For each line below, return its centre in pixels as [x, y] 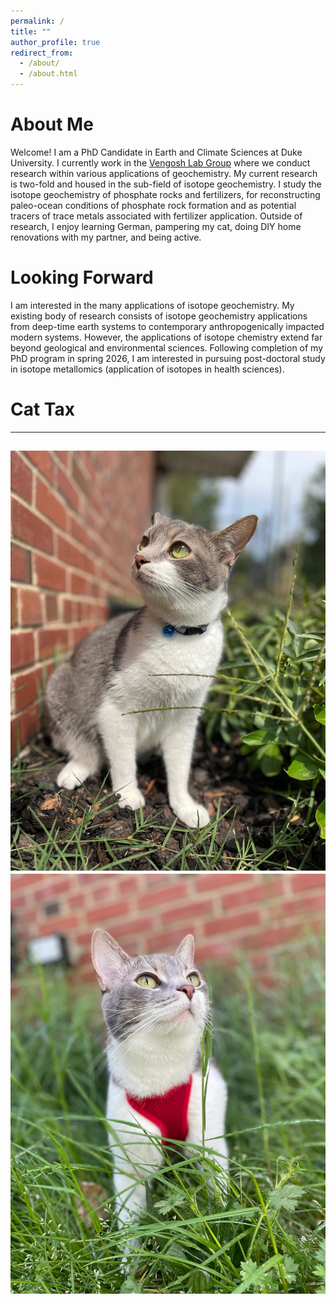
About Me [52, 124]
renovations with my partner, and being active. [106, 237]
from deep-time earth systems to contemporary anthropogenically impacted [167, 326]
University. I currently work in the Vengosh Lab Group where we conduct [160, 162]
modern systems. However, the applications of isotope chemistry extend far [166, 337]
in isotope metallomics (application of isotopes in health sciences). [147, 369]
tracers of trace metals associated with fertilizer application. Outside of [156, 216]
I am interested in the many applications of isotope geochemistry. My [152, 305]
